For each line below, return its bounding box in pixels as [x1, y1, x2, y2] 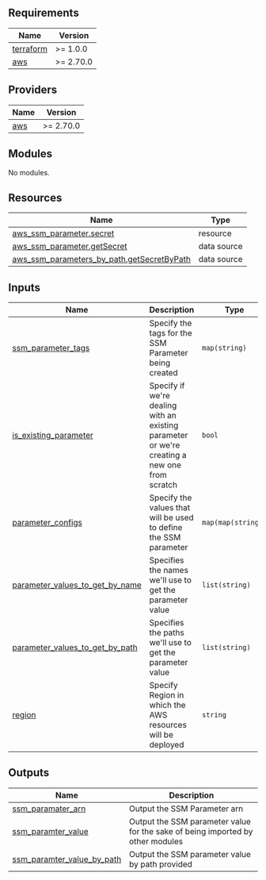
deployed [149, 740, 184, 751]
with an [149, 410, 177, 421]
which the [149, 700, 186, 711]
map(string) [201, 344, 247, 352]
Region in [149, 690, 184, 701]
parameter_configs [12, 517, 83, 528]
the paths [149, 627, 184, 638]
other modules [129, 836, 184, 847]
